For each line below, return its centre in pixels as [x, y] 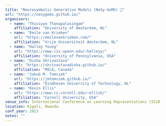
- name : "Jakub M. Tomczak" [39, 74]
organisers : [17, 19]
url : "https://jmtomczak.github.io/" [53, 79]
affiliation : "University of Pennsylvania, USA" [65, 56]
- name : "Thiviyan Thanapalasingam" [47, 24]
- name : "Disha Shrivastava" [40, 61]
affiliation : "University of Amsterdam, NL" [61, 28]
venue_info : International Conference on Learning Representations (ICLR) [84, 102]
